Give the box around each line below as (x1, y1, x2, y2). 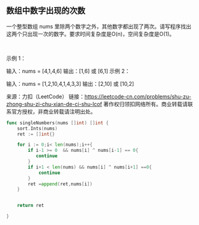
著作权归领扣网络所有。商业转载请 (103, 100, 188, 107)
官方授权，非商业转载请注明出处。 (11, 107, 96, 115)
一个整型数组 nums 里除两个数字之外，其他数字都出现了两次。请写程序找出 (6, 23, 192, 30)
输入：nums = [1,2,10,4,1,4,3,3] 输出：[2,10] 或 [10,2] (6, 80, 134, 87)
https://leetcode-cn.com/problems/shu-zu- (84, 92, 191, 100)
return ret (17, 203, 44, 209)
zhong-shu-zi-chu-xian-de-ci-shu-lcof (6, 100, 102, 107)
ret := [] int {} (17, 131, 55, 137)
